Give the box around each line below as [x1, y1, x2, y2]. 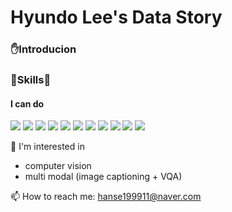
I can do [10, 97, 45, 110]
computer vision [24, 160, 92, 172]
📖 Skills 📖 [10, 73, 52, 87]
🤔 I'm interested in [10, 141, 85, 153]
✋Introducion [10, 42, 77, 56]
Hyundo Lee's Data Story [10, 6, 223, 29]
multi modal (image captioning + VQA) [24, 171, 183, 183]
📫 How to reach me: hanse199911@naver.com [10, 191, 202, 203]
